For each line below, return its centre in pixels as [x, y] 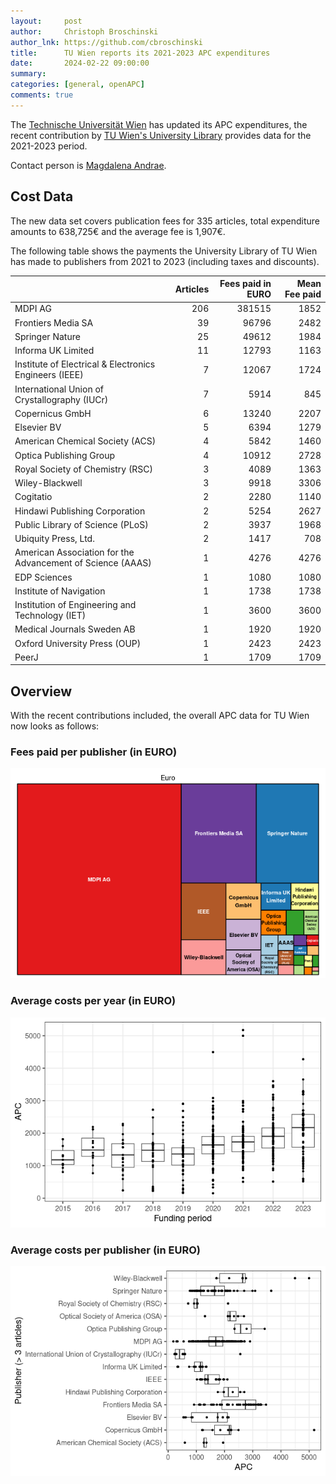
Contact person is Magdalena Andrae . [88, 165]
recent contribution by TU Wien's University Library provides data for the [161, 135]
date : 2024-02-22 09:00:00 [80, 63]
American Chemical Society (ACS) [85, 441]
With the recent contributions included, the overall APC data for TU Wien [160, 716]
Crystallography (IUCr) [61, 399]
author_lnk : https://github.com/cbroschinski [106, 42]
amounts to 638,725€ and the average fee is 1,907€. [118, 231]
